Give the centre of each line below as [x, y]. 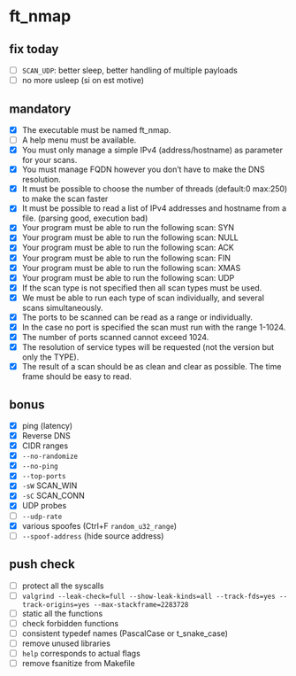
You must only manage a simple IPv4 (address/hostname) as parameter [152, 150]
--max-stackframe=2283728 [141, 604]
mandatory [40, 109]
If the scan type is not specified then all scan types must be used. [142, 287]
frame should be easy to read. [77, 377]
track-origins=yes [56, 604]
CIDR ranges [45, 446]
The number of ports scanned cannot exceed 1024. [115, 337]
